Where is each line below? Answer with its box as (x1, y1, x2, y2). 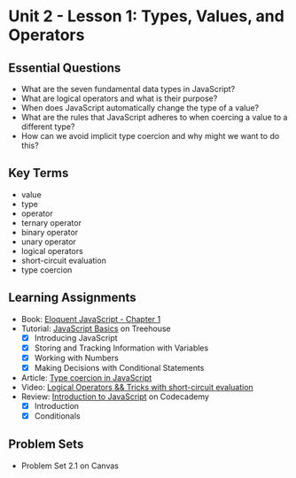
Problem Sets (8, 436, 84, 452)
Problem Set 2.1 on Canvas (20, 460, 119, 471)
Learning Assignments (8, 290, 136, 305)
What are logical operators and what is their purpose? (20, 93, 218, 104)
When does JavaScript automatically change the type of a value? (20, 103, 260, 112)
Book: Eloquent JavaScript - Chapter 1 (20, 313, 161, 324)
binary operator (20, 227, 79, 237)
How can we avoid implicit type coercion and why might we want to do (20, 131, 280, 141)
